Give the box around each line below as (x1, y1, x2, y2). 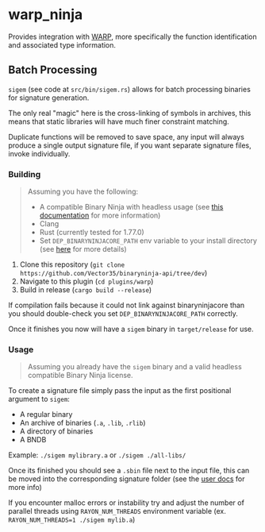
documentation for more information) (39, 210, 161, 220)
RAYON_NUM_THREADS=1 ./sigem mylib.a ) (8, 515, 136, 525)
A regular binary (19, 410, 73, 419)
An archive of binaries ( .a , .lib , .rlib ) (19, 418, 146, 428)
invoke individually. (8, 148, 71, 158)
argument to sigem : (8, 395, 70, 404)
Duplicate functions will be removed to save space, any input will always (8, 132, 244, 141)
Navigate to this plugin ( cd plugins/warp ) (19, 276, 154, 287)
